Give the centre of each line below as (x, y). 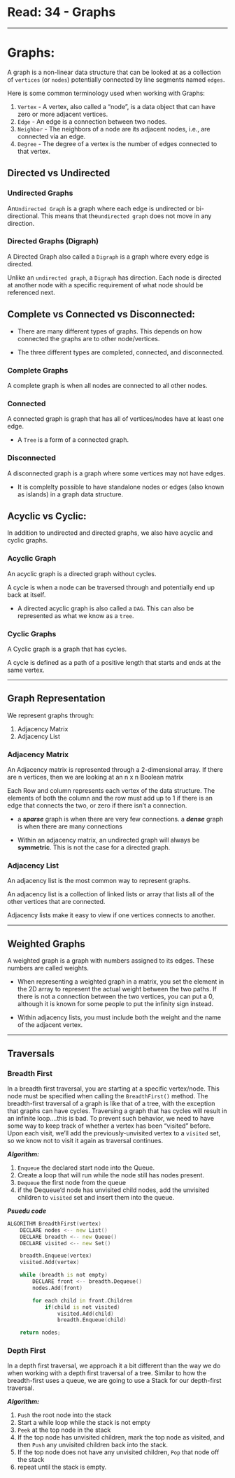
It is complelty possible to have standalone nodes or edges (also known (121, 487)
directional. (23, 216)
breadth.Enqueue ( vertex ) (56, 1256)
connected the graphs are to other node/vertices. (88, 338)
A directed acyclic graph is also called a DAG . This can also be (106, 608)
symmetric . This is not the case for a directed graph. (94, 847)
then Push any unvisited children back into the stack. (93, 1445)
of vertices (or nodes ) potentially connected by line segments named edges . (116, 79)
